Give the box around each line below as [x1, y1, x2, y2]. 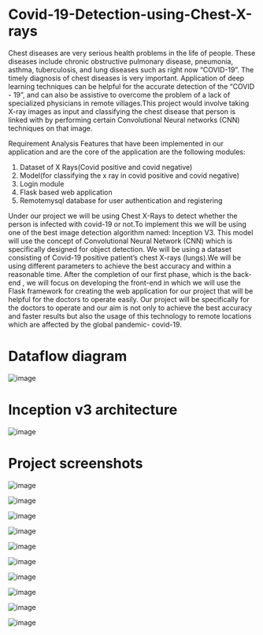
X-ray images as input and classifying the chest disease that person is [8, 106, 236, 116]
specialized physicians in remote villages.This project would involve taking [8, 98, 250, 108]
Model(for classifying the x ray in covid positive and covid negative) [19, 171, 240, 180]
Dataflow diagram [8, 348, 128, 365]
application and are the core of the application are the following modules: [8, 147, 246, 157]
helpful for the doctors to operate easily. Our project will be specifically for [8, 294, 250, 304]
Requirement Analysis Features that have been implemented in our [8, 138, 224, 148]
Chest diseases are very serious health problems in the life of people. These [8, 48, 256, 57]
